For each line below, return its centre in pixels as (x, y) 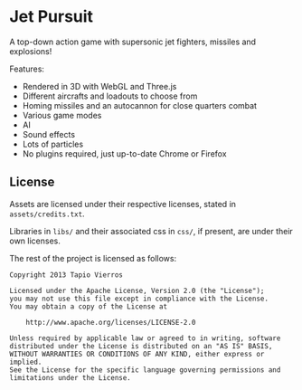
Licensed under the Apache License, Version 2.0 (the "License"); (137, 290)
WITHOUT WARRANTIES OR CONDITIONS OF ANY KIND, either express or (137, 354)
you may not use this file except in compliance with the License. (139, 299)
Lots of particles (53, 144)
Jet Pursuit (51, 17)
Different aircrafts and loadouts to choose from (110, 96)
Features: (27, 69)
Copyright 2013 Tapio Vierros (66, 275)
